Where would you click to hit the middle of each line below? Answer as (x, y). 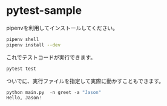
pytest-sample (44, 11)
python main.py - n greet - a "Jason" (54, 92)
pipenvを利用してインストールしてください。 (62, 28)
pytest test (21, 69)
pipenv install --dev (34, 45)
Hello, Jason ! (24, 98)
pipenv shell (23, 39)
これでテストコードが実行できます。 (51, 57)
